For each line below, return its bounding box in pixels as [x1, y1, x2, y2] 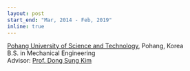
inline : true [7, 23, 45, 30]
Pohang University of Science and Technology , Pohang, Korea [7, 42, 184, 50]
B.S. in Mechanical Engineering [7, 49, 96, 57]
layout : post [7, 10, 45, 17]
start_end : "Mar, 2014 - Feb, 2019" [7, 17, 112, 23]
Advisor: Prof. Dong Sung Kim [7, 57, 92, 65]
